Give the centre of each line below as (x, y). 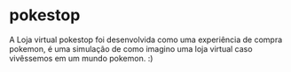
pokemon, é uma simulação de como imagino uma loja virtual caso (131, 48)
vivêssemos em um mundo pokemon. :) (81, 58)
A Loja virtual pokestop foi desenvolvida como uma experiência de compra (146, 40)
